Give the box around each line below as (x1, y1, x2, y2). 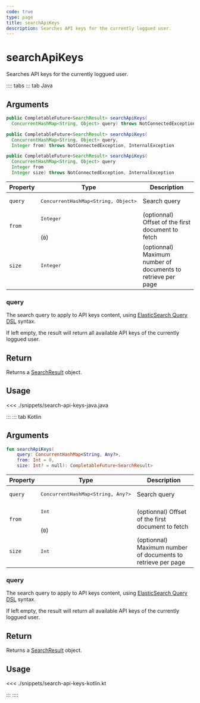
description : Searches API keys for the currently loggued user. (6, 25, 171, 32)
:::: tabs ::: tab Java (6, 82, 53, 89)
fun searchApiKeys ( (6, 446, 55, 452)
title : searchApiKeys (6, 20, 60, 26)
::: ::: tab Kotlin (6, 413, 42, 420)
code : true (6, 8, 33, 15)
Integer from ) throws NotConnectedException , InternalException (11, 142, 174, 149)
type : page (6, 14, 33, 20)
